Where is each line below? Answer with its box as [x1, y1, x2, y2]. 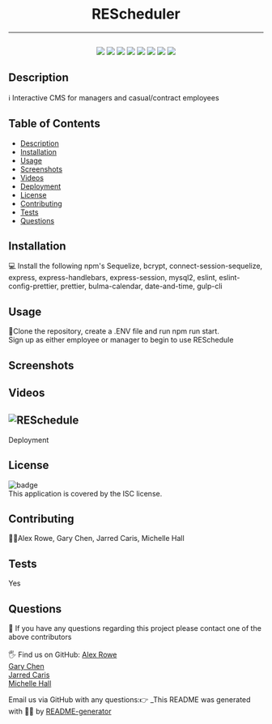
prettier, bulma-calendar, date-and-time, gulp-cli [60, 281, 223, 292]
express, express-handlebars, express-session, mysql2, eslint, [8, 273, 218, 283]
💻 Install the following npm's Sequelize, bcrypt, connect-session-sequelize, [8, 261, 263, 271]
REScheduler [91, 5, 181, 23]
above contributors [8, 632, 72, 642]
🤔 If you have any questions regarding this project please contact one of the [8, 624, 261, 633]
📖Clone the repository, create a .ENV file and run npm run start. [8, 326, 220, 336]
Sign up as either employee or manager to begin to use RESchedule [8, 335, 234, 345]
